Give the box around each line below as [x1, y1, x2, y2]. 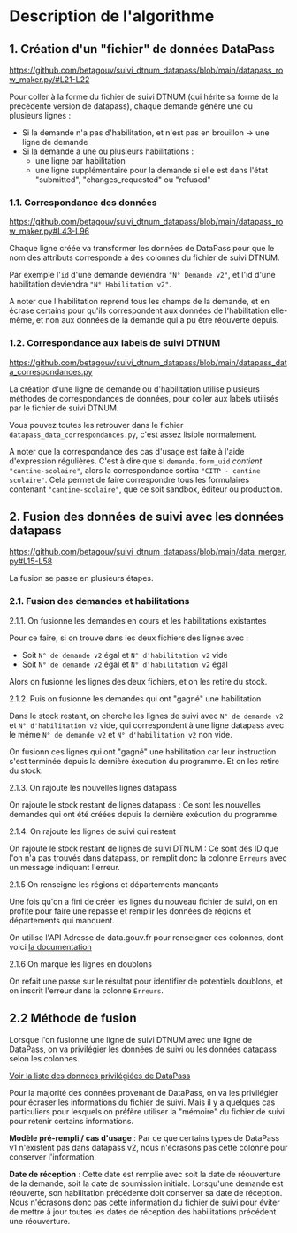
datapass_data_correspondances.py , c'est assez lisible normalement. [9, 429, 257, 440]
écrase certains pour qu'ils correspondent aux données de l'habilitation [9, 305, 270, 316]
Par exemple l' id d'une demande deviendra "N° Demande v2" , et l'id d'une [9, 270, 276, 280]
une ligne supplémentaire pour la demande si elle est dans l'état [34, 165, 269, 175]
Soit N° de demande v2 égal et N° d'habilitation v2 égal [21, 659, 228, 670]
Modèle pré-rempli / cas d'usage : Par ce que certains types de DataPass [9, 1132, 280, 1143]
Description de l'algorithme [9, 6, 215, 27]
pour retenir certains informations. [9, 1115, 134, 1126]
